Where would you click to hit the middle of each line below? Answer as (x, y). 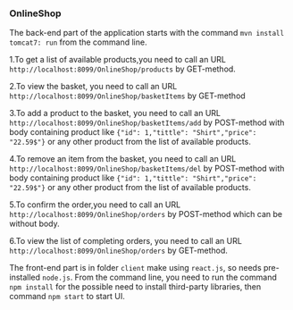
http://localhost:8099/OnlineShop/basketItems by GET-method (127, 96)
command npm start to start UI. (67, 297)
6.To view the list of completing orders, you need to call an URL (126, 241)
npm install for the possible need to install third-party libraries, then (135, 287)
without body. (34, 224)
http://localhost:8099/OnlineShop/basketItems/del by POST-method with (147, 169)
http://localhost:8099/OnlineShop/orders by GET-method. (118, 251)
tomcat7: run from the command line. (78, 42)
